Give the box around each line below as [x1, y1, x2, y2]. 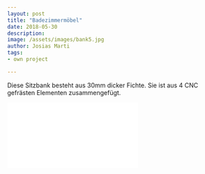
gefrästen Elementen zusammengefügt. [7, 88, 121, 96]
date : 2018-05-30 [7, 23, 58, 30]
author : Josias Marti [7, 43, 70, 50]
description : [7, 29, 45, 37]
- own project [7, 56, 49, 63]
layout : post [7, 10, 45, 17]
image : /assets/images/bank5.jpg [7, 36, 105, 43]
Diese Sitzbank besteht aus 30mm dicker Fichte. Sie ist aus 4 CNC [7, 81, 199, 89]
